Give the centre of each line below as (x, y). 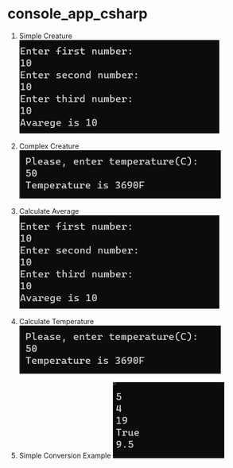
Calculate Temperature (56, 321)
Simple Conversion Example (65, 455)
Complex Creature (49, 146)
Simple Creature (45, 36)
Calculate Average (49, 211)
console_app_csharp (78, 14)
